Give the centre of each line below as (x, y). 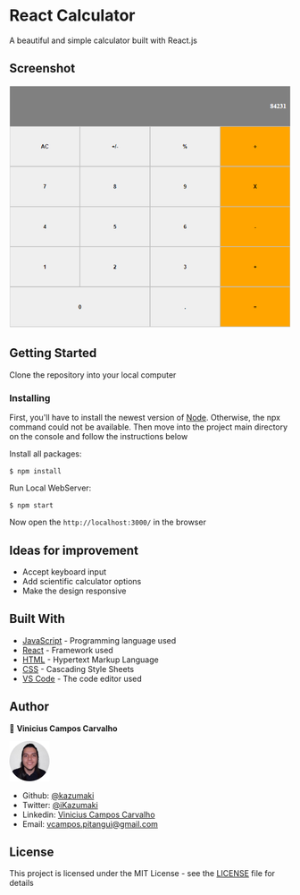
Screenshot (42, 68)
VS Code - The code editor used (82, 678)
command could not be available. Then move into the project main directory (149, 427)
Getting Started (53, 353)
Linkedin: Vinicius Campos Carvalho (88, 814)
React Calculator (72, 16)
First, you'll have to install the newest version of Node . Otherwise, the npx (145, 418)
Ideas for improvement (74, 550)
